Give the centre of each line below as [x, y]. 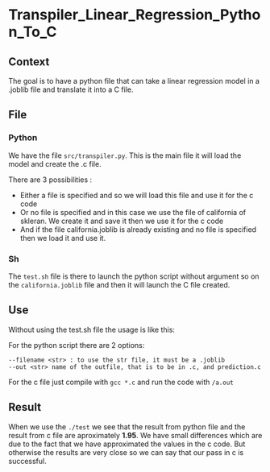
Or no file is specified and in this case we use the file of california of [133, 212]
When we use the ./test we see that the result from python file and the [127, 426]
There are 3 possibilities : [50, 180]
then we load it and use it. [63, 238]
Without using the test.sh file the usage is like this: [92, 329]
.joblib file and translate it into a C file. [71, 89]
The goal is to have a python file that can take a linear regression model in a [134, 81]
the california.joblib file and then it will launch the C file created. [119, 284]
